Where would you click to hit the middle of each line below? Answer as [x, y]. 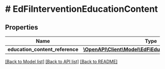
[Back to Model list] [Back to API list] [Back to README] [61, 62]
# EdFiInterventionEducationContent [82, 9]
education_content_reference [43, 49]
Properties [22, 27]
